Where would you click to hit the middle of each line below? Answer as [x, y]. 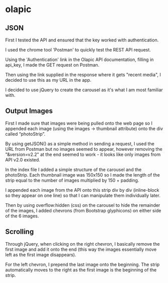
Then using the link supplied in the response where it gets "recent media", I [83, 75]
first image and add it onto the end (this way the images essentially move [81, 249]
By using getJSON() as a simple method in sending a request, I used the [80, 144]
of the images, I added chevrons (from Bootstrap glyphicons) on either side [83, 210]
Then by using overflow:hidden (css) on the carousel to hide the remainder [83, 205]
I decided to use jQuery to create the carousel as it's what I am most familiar [84, 90]
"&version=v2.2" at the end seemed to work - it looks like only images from [83, 154]
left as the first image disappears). [41, 254]
